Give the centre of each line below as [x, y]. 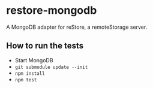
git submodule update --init [51, 67]
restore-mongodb [52, 10]
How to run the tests [45, 46]
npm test [26, 80]
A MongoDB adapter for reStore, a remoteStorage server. [77, 27]
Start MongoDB [34, 60]
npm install [30, 73]
